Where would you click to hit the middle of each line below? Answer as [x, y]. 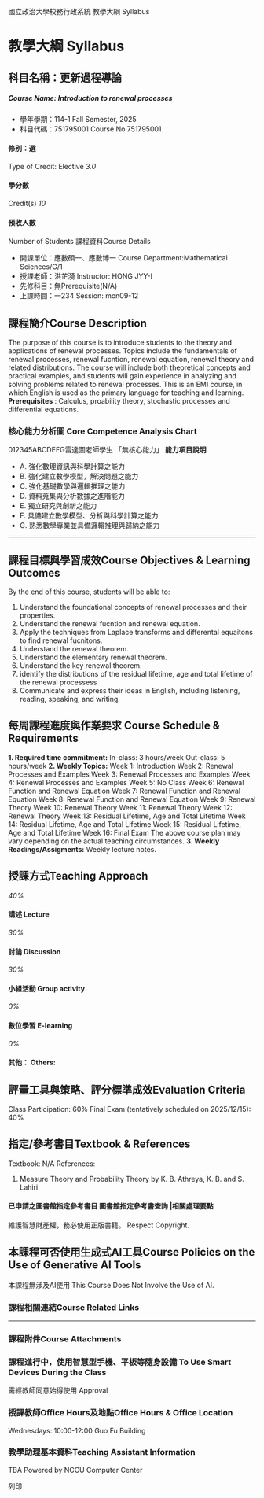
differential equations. [44, 409]
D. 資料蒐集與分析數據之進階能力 [72, 496]
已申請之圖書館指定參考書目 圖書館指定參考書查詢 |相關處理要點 [111, 1206]
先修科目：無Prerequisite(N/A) [68, 286]
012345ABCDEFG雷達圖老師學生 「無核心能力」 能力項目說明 [107, 450]
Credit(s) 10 [27, 203]
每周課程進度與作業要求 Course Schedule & [114, 726]
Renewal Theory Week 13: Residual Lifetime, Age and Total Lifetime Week [127, 816]
